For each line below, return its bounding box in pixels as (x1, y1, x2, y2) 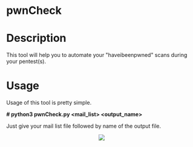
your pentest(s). (6, 58, 47, 65)
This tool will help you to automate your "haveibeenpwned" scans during (6, 51, 188, 59)
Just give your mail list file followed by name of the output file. (6, 122, 162, 130)
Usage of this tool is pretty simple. (6, 99, 92, 106)
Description (6, 31, 67, 45)
